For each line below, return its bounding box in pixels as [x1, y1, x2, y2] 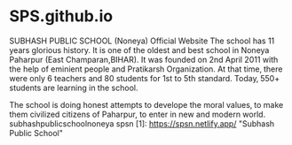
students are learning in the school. [9, 82, 138, 93]
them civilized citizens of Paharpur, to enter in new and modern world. [9, 109, 266, 119]
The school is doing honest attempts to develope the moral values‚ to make [9, 99, 284, 110]
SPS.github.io [9, 6, 114, 27]
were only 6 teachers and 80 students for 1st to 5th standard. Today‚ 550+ [9, 72, 280, 83]
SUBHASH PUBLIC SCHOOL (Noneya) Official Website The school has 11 [9, 35, 275, 46]
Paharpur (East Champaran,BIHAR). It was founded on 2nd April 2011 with [9, 54, 279, 65]
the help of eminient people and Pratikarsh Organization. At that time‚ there [9, 64, 283, 74]
